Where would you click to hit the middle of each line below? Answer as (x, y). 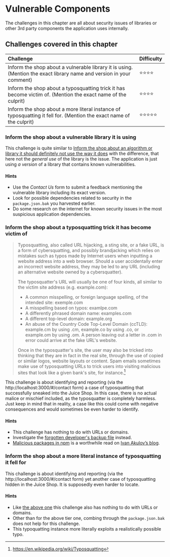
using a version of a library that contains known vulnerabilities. (71, 164)
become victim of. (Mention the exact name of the (67, 95)
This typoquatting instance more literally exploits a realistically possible (87, 529)
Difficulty (151, 58)
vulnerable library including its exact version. (59, 193)
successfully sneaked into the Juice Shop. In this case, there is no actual (81, 393)
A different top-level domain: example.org (69, 319)
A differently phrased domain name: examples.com (78, 313)
